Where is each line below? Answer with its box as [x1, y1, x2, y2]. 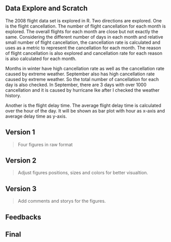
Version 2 [5, 156, 37, 165]
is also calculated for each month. [5, 56, 77, 62]
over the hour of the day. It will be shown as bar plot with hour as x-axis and [5, 107, 165, 114]
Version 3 [5, 184, 37, 193]
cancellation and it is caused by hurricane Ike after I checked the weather [5, 87, 160, 93]
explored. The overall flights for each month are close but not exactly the [5, 28, 158, 35]
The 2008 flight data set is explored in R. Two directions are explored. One [5, 17, 162, 23]
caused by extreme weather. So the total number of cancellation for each [5, 76, 159, 82]
